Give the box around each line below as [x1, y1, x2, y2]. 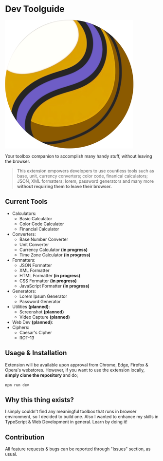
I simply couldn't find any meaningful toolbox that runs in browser [5, 408, 137, 415]
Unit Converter [19, 241, 50, 247]
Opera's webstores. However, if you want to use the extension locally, [5, 367, 145, 373]
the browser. [5, 158, 31, 164]
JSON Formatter [19, 262, 52, 268]
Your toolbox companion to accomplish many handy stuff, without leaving [5, 153, 152, 159]
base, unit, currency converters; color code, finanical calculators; [17, 173, 148, 179]
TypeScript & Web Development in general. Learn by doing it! [5, 419, 127, 425]
